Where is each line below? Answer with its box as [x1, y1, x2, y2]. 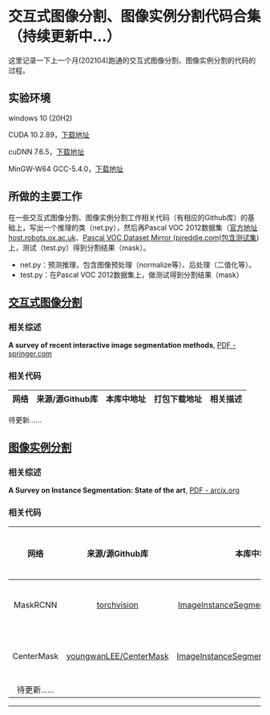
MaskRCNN [13, 599, 58, 611]
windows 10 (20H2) [8, 113, 73, 123]
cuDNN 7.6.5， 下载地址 [8, 146, 85, 157]
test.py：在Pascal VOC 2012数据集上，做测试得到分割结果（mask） [19, 270, 244, 280]
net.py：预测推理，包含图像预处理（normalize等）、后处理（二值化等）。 [19, 259, 256, 269]
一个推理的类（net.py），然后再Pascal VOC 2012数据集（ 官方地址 [42, 223, 258, 232]
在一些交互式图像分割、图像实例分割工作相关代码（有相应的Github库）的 [8, 212, 248, 222]
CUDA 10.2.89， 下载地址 [8, 129, 90, 139]
